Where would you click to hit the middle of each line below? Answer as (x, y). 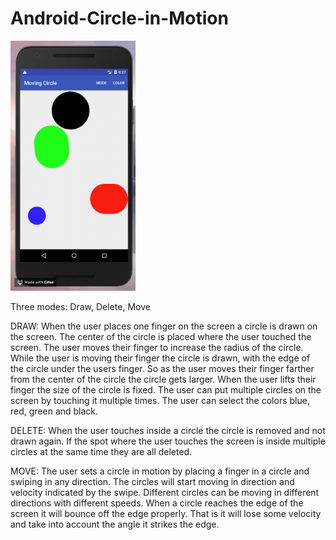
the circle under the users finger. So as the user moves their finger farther (162, 368)
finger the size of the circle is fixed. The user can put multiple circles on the (166, 389)
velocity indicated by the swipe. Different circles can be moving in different (165, 492)
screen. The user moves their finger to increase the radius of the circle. (157, 347)
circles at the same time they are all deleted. (101, 451)
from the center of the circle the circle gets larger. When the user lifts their (163, 379)
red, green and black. (54, 411)
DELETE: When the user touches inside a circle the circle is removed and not (168, 430)
